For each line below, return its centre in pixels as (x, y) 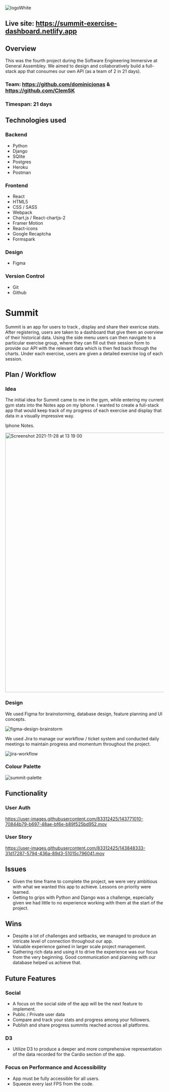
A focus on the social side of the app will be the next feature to (77, 1004)
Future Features (31, 978)
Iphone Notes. (20, 426)
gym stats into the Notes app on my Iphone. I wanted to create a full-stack (82, 405)
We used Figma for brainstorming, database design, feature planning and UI (84, 714)
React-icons (25, 228)
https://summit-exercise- (76, 23)
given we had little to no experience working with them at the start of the (88, 902)
